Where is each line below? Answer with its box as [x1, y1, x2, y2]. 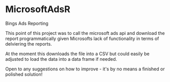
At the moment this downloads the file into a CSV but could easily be [5, 51, 150, 57]
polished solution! [5, 71, 43, 77]
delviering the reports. [5, 40, 52, 47]
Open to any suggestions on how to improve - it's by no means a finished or [5, 66, 165, 72]
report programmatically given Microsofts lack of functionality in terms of [5, 35, 159, 42]
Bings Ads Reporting [5, 20, 48, 26]
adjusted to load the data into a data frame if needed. [5, 56, 117, 62]
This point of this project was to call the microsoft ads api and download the [5, 30, 165, 36]
